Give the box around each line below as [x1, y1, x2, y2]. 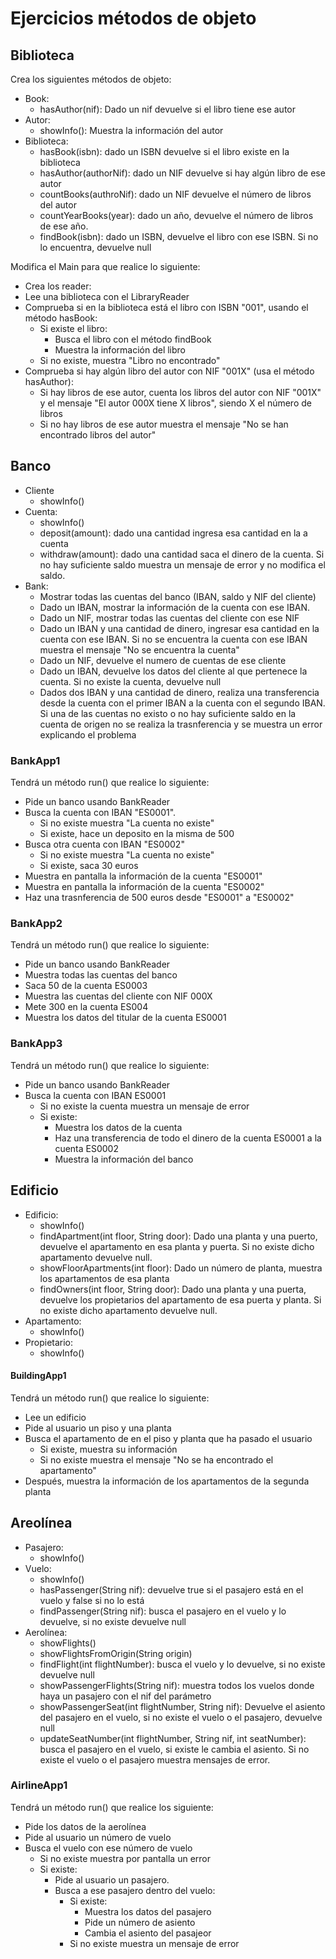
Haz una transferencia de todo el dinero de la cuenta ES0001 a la [54, 1132, 322, 1144]
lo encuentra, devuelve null [39, 242, 152, 253]
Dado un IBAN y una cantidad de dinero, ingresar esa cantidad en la [39, 622, 320, 634]
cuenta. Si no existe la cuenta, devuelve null [39, 675, 222, 687]
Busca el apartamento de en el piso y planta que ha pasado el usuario [24, 1432, 313, 1444]
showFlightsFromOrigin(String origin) [39, 1647, 193, 1659]
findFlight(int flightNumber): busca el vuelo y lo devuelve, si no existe [39, 1658, 326, 1670]
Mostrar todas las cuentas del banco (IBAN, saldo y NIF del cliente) [39, 590, 317, 602]
